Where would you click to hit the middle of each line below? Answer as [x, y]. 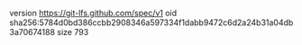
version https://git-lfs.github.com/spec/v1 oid [93, 13]
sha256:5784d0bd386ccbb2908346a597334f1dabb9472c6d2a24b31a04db [151, 22]
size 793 [73, 32]
